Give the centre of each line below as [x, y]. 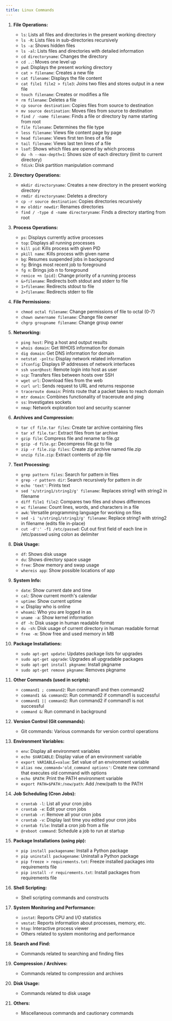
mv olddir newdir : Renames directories [62, 207]
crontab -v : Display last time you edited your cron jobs [79, 820]
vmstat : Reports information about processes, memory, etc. [83, 923]
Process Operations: [36, 227]
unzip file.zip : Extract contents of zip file [66, 454]
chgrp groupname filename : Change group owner [72, 322]
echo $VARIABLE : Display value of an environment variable [81, 756]
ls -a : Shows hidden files [48, 45]
